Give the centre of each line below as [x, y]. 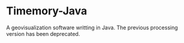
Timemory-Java [47, 11]
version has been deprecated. [43, 33]
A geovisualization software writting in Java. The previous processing [92, 27]
